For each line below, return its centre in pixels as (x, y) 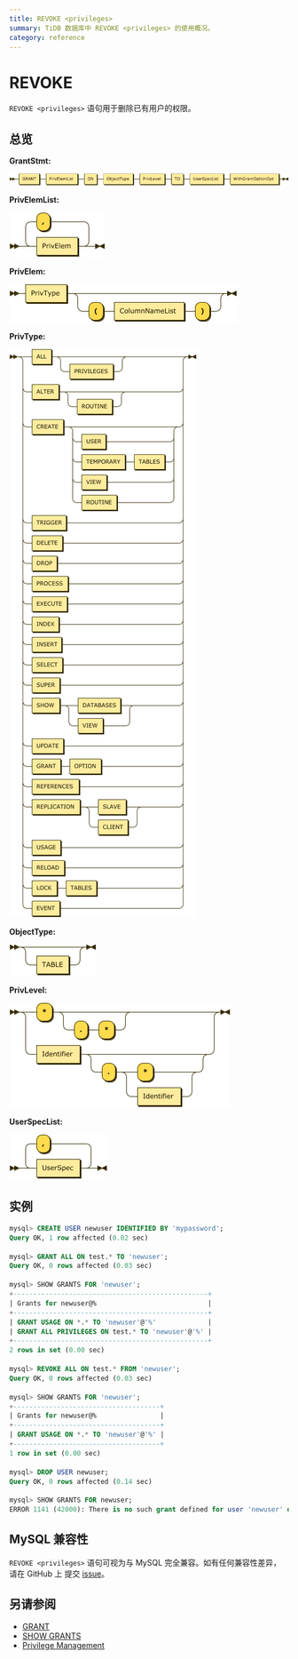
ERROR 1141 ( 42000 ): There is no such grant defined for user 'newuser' (146, 1510)
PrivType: (27, 337)
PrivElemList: (34, 200)
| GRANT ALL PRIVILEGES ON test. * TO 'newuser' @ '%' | (111, 1332)
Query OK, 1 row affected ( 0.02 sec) (79, 1238)
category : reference (47, 37)
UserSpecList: (36, 1122)
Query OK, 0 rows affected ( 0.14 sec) (81, 1481)
